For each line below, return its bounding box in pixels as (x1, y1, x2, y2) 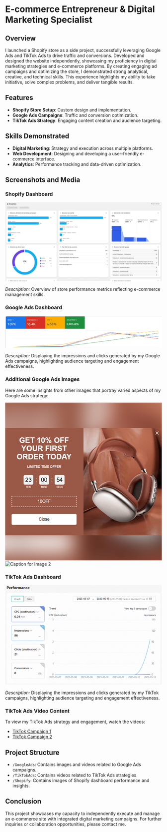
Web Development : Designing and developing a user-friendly (12, 150, 139, 156)
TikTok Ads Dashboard (5, 573, 61, 580)
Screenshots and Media (5, 176, 81, 184)
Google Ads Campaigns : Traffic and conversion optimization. (12, 112, 139, 118)
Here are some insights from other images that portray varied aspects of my (5, 387, 161, 393)
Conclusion (5, 797, 42, 806)
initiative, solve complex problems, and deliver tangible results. (5, 79, 134, 85)
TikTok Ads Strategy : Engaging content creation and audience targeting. (12, 117, 162, 123)
